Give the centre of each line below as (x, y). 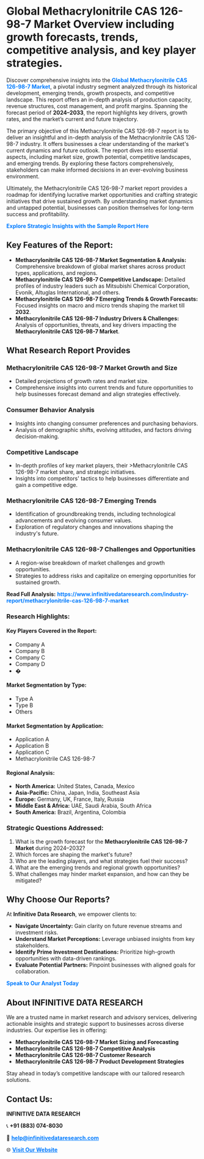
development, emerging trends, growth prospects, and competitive (90, 93)
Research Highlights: (38, 616)
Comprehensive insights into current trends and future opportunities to (104, 388)
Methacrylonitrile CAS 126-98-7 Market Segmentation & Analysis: (101, 260)
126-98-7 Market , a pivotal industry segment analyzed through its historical (102, 86)
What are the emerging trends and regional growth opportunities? (97, 867)
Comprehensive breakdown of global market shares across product (100, 266)
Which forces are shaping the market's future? (74, 854)
